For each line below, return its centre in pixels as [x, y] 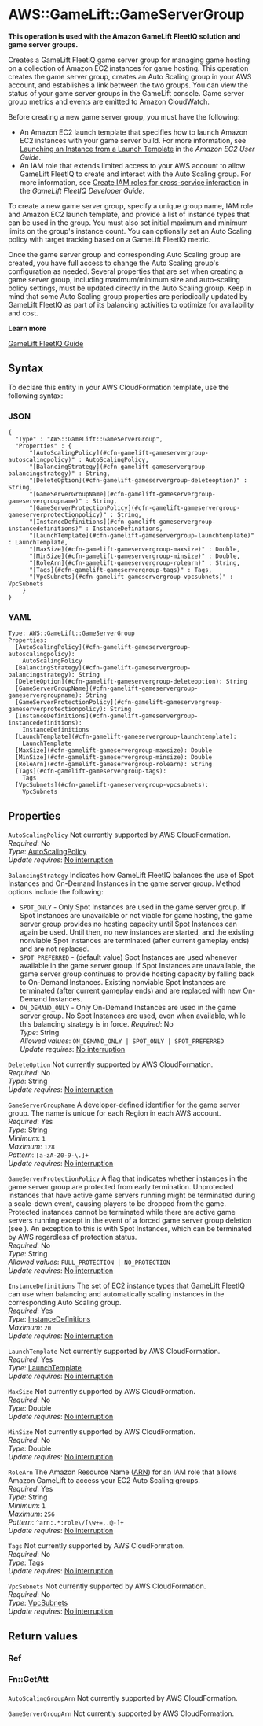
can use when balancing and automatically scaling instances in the [116, 1294]
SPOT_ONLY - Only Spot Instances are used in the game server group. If [132, 907]
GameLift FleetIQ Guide [46, 343]
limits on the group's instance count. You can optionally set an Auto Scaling [130, 231]
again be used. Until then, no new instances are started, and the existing [136, 932]
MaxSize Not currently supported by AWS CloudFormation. [102, 1392]
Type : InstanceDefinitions [49, 1319]
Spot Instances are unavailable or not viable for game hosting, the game [136, 916]
